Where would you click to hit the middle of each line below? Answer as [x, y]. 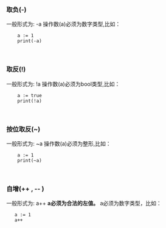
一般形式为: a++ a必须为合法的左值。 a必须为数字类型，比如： [84, 204]
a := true [30, 95]
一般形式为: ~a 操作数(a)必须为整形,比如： [59, 143]
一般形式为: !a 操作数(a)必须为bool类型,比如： [63, 84]
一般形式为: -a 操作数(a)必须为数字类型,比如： [64, 24]
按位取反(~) [23, 129]
